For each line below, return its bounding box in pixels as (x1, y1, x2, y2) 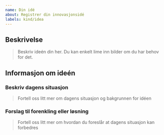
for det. (17, 54, 33, 60)
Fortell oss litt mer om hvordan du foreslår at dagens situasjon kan (17, 119, 155, 125)
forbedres (17, 124, 39, 131)
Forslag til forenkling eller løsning (5, 108, 89, 115)
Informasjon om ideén (5, 69, 75, 77)
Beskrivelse (5, 35, 43, 44)
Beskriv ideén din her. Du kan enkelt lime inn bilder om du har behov (17, 49, 159, 55)
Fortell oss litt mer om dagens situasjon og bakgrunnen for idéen (17, 95, 152, 101)
